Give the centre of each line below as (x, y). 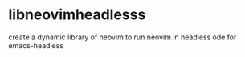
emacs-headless (36, 45)
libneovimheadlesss (77, 15)
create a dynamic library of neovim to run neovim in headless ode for (122, 37)
